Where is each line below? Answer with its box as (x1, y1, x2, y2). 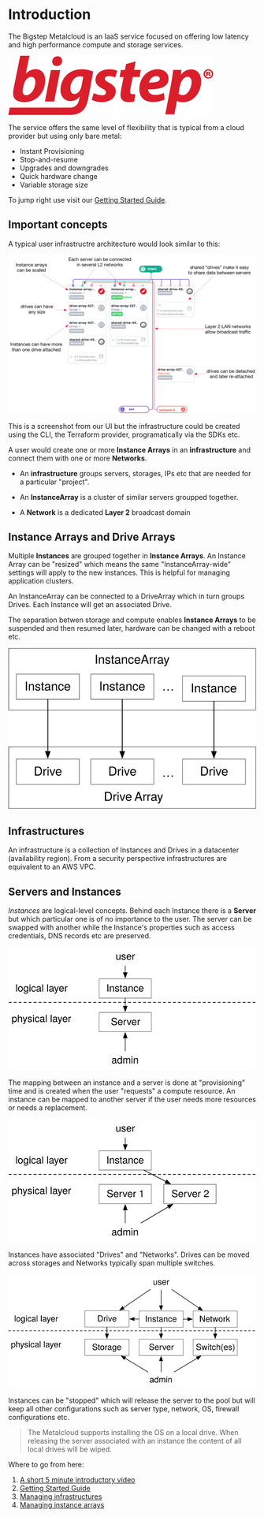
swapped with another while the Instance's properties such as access (8, 922, 235, 932)
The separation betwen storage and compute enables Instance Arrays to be (8, 615, 256, 624)
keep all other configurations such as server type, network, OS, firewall (8, 1404, 240, 1414)
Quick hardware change (19, 171, 99, 181)
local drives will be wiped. (27, 1444, 112, 1454)
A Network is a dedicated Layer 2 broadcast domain (19, 507, 191, 517)
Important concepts (8, 218, 108, 232)
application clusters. (8, 576, 74, 586)
